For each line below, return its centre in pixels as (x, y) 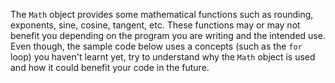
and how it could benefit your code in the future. (110, 67)
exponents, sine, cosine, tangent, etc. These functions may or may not (155, 25)
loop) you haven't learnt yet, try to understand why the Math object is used (163, 57)
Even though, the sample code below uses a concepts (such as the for (156, 46)
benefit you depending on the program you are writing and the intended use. (168, 35)
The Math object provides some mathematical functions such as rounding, (162, 14)
